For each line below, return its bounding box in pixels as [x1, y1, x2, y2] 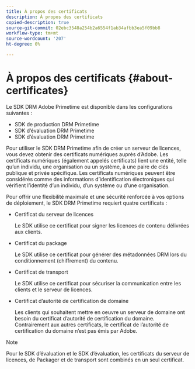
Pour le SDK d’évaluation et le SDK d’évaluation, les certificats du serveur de [6, 350, 190, 357]
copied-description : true [6, 19, 69, 25]
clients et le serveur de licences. [14, 286, 93, 293]
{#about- [128, 71, 173, 85]
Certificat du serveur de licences [14, 211, 94, 218]
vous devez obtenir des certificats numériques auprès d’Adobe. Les [6, 150, 169, 158]
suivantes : [6, 109, 32, 116]
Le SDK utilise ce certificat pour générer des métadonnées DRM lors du [14, 251, 187, 258]
